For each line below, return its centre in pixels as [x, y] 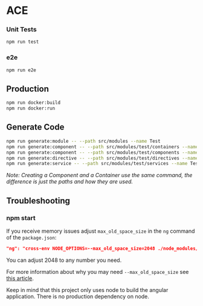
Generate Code [35, 127]
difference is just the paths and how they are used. [70, 181]
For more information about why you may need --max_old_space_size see [98, 272]
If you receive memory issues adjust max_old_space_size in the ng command [101, 231]
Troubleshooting [38, 200]
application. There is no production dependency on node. [78, 296]
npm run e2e [21, 70]
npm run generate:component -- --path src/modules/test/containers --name [102, 147]
